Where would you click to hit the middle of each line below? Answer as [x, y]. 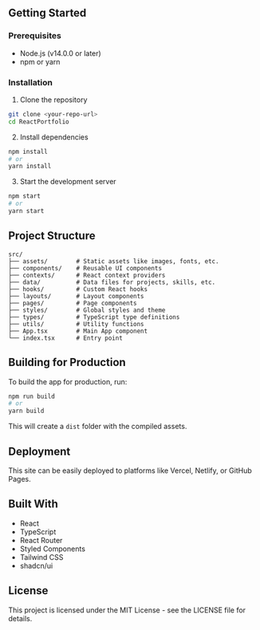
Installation [31, 82]
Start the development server [68, 182]
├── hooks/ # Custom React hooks [78, 289]
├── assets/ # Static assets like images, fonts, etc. [114, 261]
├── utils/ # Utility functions [77, 324]
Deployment [39, 451]
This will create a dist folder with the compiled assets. [98, 427]
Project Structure [52, 236]
